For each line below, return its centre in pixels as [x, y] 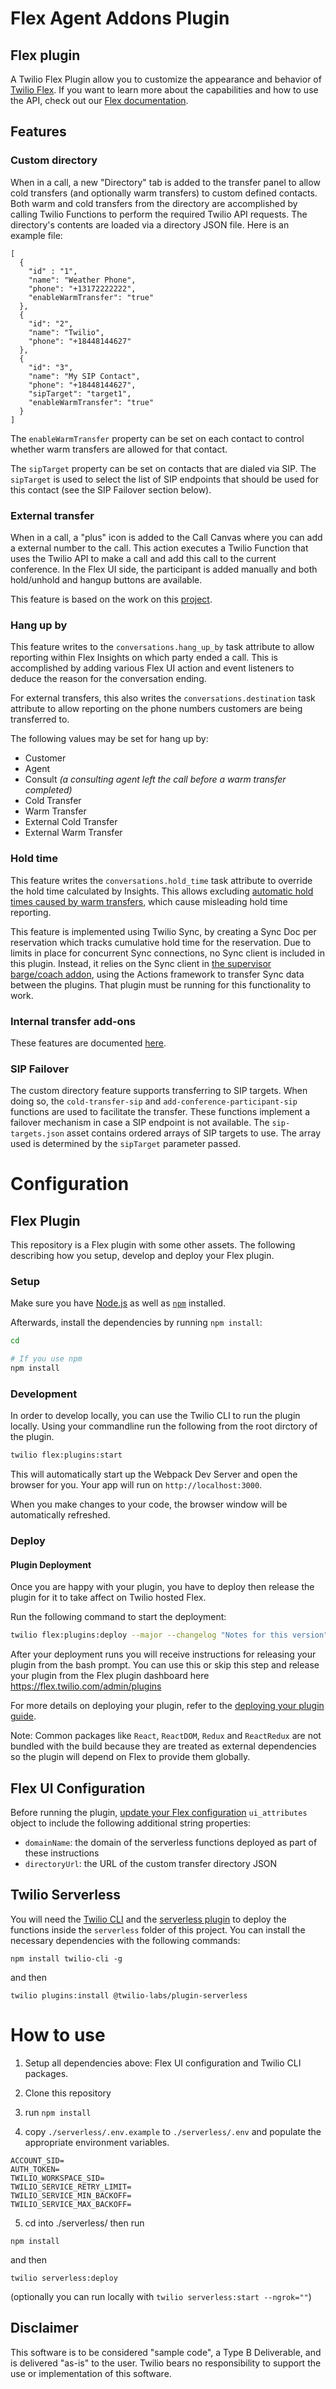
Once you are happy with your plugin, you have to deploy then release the [162, 1587]
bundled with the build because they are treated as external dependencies [163, 1746]
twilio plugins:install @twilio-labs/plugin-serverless [129, 1995]
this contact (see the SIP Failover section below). [111, 489]
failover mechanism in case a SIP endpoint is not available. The [140, 1123]
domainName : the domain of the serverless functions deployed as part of [171, 1843]
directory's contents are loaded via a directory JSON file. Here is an [150, 224]
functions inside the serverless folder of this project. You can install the [158, 1929]
